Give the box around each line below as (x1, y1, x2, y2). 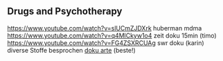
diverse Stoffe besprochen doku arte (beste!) (7, 46, 136, 54)
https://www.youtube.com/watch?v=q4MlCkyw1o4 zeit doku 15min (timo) (7, 31, 217, 40)
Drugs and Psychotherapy (7, 6, 123, 17)
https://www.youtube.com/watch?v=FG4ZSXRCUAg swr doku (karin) (7, 38, 204, 47)
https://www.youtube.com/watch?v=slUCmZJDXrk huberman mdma (7, 24, 202, 32)
